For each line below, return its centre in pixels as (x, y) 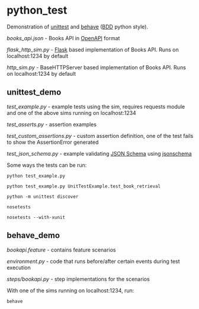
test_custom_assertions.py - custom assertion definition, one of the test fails (100, 136)
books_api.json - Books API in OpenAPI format (63, 38)
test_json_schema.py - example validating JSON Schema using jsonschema (99, 153)
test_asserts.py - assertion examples (52, 124)
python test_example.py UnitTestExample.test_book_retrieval (84, 186)
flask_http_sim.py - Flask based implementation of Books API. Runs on (93, 49)
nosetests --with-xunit (36, 217)
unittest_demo (34, 92)
